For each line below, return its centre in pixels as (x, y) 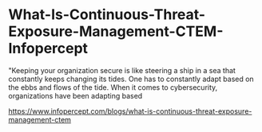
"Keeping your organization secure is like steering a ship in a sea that (122, 70)
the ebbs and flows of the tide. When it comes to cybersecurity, (113, 87)
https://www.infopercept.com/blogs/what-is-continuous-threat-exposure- (130, 111)
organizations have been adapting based (75, 95)
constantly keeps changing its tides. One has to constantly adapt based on (131, 79)
